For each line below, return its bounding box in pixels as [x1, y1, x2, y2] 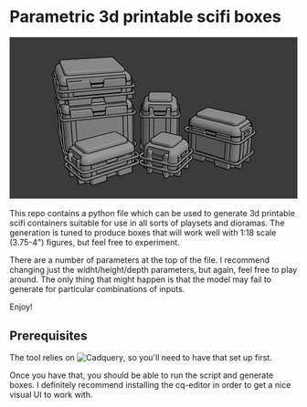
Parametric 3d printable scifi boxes [9, 6, 281, 27]
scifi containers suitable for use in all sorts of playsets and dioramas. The [9, 217, 285, 229]
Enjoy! [9, 301, 34, 312]
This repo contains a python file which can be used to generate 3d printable [9, 208, 295, 219]
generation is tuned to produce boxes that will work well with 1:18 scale [9, 227, 277, 238]
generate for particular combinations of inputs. [9, 284, 185, 295]
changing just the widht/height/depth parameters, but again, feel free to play [9, 265, 298, 276]
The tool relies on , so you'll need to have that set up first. [9, 352, 272, 363]
